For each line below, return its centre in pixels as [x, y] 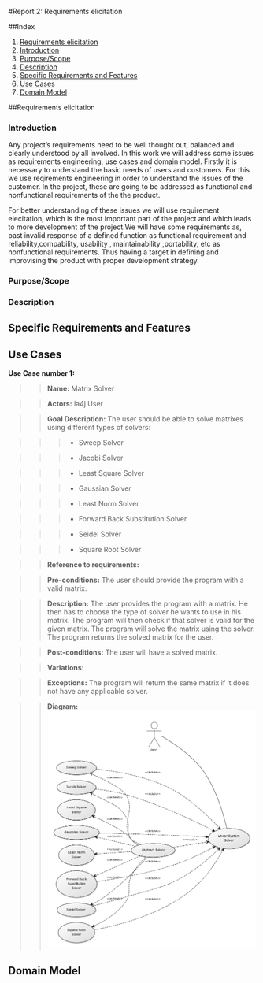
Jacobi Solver [101, 458]
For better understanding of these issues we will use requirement [114, 210]
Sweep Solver [101, 443]
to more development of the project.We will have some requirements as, [125, 227]
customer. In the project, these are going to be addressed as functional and [130, 187]
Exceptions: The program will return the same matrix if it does [148, 683]
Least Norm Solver [109, 504]
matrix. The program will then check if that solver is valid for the [150, 621]
